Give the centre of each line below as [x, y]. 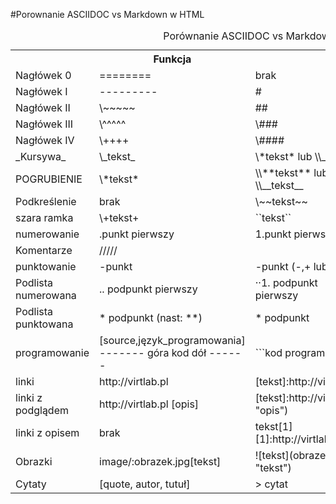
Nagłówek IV [45, 140]
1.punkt [273, 234]
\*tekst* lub [283, 156]
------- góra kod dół [153, 352]
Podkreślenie [46, 201]
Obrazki [34, 461]
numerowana [46, 295]
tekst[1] [273, 426]
